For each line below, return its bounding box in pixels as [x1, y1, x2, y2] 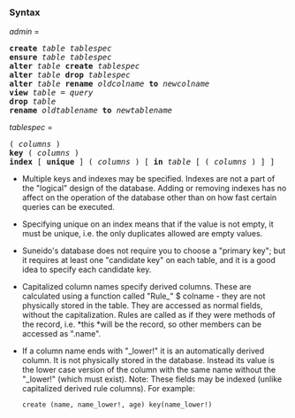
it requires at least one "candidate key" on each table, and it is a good [21, 255, 276, 266]
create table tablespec [9, 43, 112, 54]
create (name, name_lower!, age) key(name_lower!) [21, 400, 213, 409]
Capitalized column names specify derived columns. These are [21, 282, 252, 292]
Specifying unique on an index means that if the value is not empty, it [21, 219, 274, 229]
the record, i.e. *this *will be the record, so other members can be [21, 319, 262, 329]
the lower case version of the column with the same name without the [21, 365, 276, 375]
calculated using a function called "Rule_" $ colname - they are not [21, 290, 266, 302]
